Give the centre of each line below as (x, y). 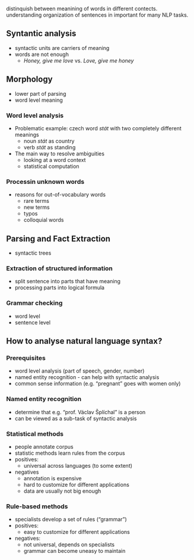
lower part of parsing (40, 93)
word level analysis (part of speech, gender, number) (79, 371)
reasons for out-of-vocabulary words (60, 195)
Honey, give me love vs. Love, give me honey (79, 60)
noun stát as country (49, 141)
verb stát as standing (50, 147)
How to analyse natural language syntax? (84, 341)
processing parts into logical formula (60, 287)
